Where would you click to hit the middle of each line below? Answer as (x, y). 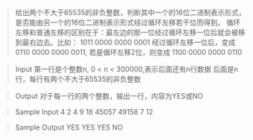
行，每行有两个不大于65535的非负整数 (78, 79)
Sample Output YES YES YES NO (69, 127)
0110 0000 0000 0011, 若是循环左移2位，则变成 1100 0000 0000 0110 (128, 52)
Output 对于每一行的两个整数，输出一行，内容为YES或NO (109, 96)
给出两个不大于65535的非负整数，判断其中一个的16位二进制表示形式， (130, 12)
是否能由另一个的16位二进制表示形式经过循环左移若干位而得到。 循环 (128, 22)
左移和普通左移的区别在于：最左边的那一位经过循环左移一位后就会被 (127, 32)
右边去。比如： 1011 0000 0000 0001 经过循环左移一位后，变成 (132, 42)
